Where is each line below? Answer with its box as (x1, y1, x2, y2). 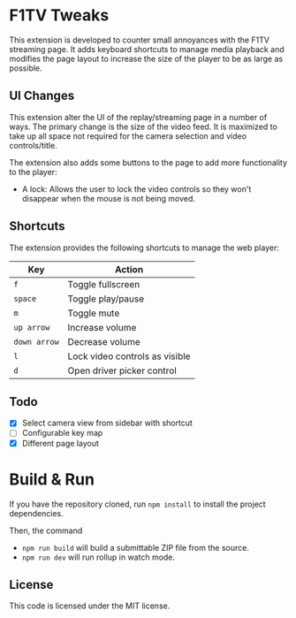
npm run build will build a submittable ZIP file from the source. (21, 542, 249, 553)
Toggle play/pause (67, 293, 145, 305)
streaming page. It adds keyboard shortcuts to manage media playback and (9, 43, 285, 54)
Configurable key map (21, 428, 103, 439)
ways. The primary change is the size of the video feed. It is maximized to (9, 121, 278, 132)
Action (114, 263, 144, 275)
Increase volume (67, 321, 137, 333)
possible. (9, 63, 42, 73)
